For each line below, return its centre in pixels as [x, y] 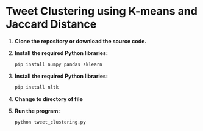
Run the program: [37, 111]
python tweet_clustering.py [50, 122]
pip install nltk [37, 87]
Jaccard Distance [51, 24]
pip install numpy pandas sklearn [58, 64]
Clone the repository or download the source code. [80, 41]
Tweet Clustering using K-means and [101, 11]
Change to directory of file [48, 99]
